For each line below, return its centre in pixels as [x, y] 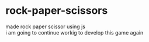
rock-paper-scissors [57, 11]
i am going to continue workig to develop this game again [74, 32]
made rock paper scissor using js [46, 26]
